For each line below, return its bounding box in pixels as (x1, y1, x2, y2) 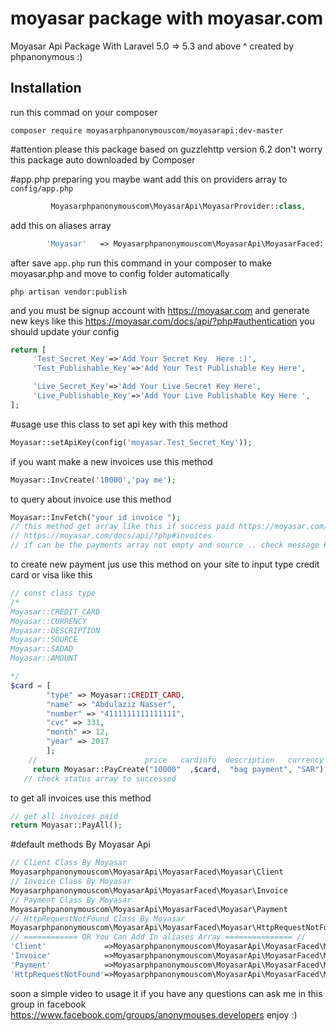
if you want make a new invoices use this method (10, 455, 213, 467)
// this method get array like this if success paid (10, 522, 235, 532)
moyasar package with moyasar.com (10, 7, 324, 30)
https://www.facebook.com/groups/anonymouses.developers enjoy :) (10, 1008, 298, 1021)
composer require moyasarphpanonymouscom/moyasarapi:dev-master (10, 125, 284, 136)
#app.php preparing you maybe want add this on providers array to (10, 173, 288, 185)
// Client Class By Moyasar (10, 858, 128, 868)
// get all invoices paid (10, 811, 118, 821)
